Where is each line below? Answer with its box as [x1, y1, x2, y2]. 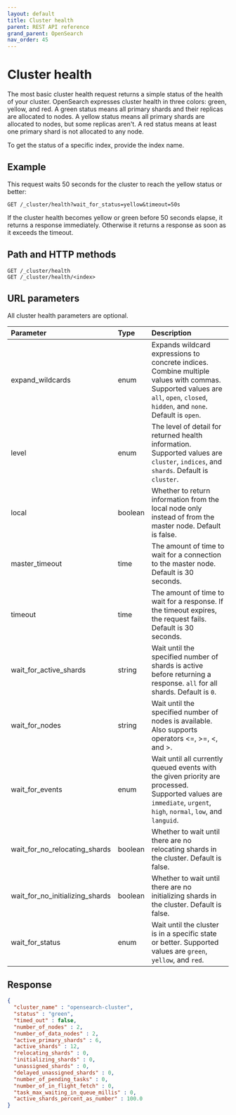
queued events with [151, 762, 216, 772]
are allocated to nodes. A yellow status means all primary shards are [7, 112, 205, 121]
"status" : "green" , [13, 1010, 74, 1018]
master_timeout [11, 558, 62, 568]
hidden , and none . [151, 401, 208, 411]
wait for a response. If [151, 596, 223, 606]
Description [151, 328, 192, 337]
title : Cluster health [7, 17, 74, 24]
